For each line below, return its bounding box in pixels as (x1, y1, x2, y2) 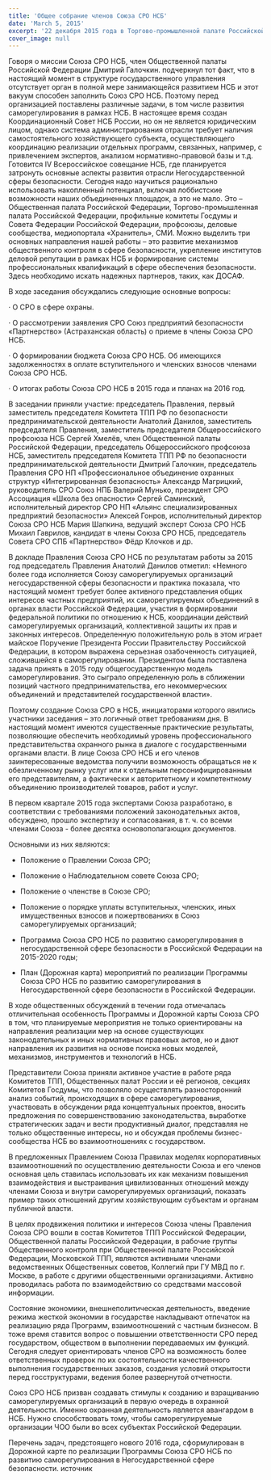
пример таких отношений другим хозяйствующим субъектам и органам (8, 1195, 260, 1205)
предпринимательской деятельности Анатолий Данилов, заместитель (8, 417, 252, 427)
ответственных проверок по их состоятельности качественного (8, 1355, 231, 1365)
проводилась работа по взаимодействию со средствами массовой (8, 1280, 242, 1289)
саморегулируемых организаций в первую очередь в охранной (8, 1397, 229, 1406)
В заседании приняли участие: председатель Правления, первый (8, 399, 236, 409)
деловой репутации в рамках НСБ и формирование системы (8, 254, 219, 263)
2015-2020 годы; (19, 952, 78, 962)
